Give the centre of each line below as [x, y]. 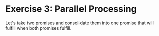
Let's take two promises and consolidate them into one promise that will [80, 23]
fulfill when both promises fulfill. [38, 28]
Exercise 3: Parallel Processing [71, 9]
